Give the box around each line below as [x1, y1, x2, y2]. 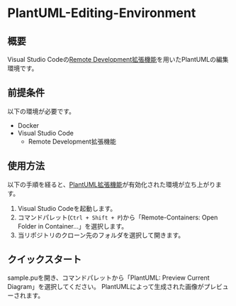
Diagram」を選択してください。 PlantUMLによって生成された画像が [7, 283, 204, 291]
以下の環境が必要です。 [7, 106, 76, 115]
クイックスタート [7, 253, 82, 266]
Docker [17, 121, 40, 129]
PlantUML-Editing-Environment [7, 5, 196, 21]
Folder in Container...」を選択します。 [17, 222, 128, 230]
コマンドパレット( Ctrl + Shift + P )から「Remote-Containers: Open [17, 213, 218, 222]
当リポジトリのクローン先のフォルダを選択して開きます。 [17, 231, 185, 239]
